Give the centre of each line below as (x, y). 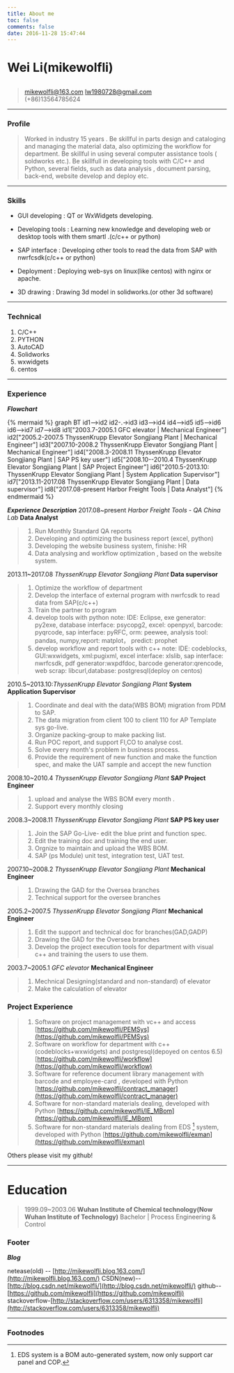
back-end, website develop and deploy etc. (86, 176)
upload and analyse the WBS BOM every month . (105, 799)
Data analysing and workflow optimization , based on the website (128, 554)
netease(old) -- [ (31, 1271)
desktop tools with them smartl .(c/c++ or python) (89, 237)
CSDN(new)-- (121, 1279)
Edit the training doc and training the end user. (101, 841)
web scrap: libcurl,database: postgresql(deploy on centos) (118, 671)
